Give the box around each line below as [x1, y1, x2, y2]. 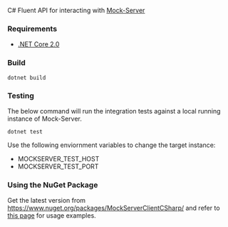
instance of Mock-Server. [7, 114, 82, 123]
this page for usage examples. [7, 211, 96, 220]
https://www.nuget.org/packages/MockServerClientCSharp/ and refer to [7, 203, 220, 213]
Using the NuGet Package [7, 180, 98, 190]
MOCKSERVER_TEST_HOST [17, 154, 100, 163]
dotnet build [7, 74, 46, 81]
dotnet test [7, 128, 43, 135]
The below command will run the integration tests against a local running [7, 106, 221, 115]
